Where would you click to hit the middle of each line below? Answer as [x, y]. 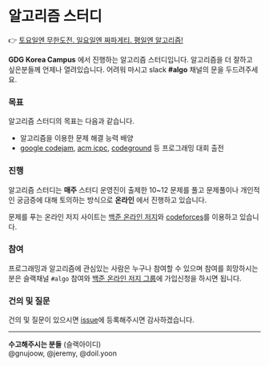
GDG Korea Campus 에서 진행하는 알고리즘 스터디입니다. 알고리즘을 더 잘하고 [131, 59]
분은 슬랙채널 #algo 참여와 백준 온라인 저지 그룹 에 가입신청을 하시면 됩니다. [125, 278]
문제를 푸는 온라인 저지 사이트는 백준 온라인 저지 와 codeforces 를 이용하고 [123, 217]
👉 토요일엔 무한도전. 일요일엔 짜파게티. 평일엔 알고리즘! [96, 40]
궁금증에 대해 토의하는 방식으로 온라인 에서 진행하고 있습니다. [112, 200]
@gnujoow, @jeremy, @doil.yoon [63, 353]
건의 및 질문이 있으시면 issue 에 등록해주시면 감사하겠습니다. [101, 320]
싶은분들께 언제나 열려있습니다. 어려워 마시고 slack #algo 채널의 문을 [116, 70]
